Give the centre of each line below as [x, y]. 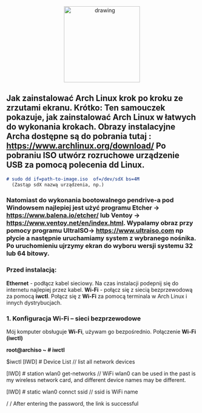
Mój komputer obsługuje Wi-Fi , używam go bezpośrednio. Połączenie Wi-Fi [101, 332]
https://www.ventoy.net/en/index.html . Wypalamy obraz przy [100, 223]
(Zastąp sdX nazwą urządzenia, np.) [58, 185]
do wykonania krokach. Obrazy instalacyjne [91, 127]
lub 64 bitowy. [28, 253]
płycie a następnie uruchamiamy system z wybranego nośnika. [101, 238]
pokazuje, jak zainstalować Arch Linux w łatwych [101, 117]
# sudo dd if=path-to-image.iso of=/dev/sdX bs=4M [73, 179]
